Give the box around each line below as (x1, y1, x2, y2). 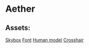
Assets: (5, 23, 31, 32)
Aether (5, 3, 35, 15)
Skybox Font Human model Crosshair (5, 37, 84, 43)
